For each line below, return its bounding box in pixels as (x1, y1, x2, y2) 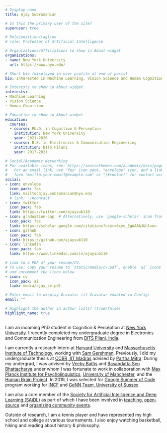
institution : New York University (14, 131, 85, 136)
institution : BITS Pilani (14, 145, 68, 150)
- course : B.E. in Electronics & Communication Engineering (9, 140, 137, 145)
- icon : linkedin (5, 242, 41, 247)
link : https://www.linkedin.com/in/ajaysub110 (9, 251, 108, 256)
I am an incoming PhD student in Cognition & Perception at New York (5, 324, 146, 330)
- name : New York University (5, 57, 66, 62)
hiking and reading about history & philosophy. (5, 422, 100, 428)
